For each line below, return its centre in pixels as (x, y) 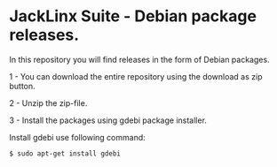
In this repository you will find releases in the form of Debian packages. (139, 59)
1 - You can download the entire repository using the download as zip (136, 76)
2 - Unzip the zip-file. (48, 102)
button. (22, 86)
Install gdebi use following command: (78, 137)
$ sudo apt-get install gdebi (65, 153)
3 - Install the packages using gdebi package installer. (108, 120)
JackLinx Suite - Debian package (133, 16)
